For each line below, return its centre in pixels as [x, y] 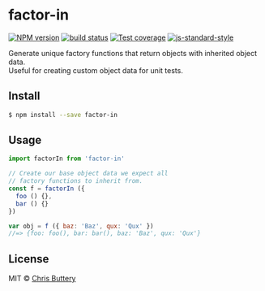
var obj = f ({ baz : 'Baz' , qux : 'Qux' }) [81, 226]
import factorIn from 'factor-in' [67, 159]
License [29, 259]
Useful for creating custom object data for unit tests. [96, 70]
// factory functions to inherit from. [76, 181]
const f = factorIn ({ [47, 189]
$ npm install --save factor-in [63, 115]
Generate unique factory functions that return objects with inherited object [133, 53]
